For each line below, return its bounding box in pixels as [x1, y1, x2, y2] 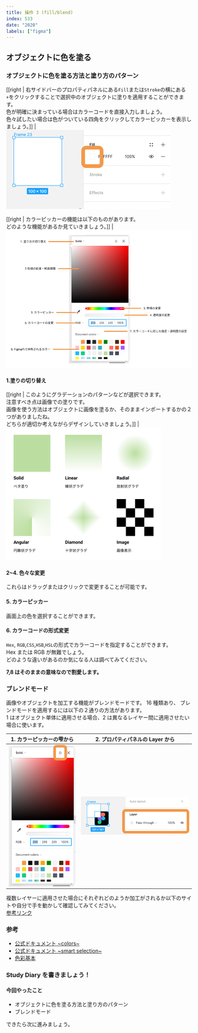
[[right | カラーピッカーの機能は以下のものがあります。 [6, 216, 139, 223]
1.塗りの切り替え [6, 377, 47, 384]
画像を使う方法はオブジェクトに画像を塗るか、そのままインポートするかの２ [6, 406, 192, 413]
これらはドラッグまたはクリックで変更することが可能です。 [6, 584, 150, 591]
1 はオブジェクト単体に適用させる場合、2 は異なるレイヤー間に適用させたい [6, 714, 190, 721]
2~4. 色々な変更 [6, 569, 45, 576]
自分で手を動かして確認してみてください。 [16, 902, 120, 909]
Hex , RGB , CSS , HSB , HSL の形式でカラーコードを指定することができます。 [6, 641, 172, 648]
